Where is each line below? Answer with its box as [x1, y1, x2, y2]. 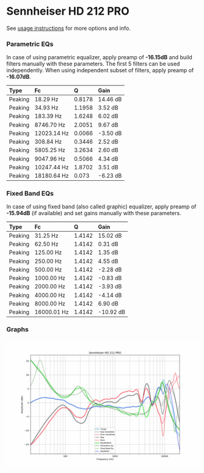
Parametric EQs [6, 40, 54, 48]
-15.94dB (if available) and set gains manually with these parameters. [6, 210, 181, 217]
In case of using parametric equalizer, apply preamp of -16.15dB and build [6, 54, 192, 61]
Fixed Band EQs [6, 189, 54, 197]
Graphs [6, 325, 29, 334]
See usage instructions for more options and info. [6, 24, 131, 32]
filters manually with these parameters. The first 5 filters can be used [6, 60, 180, 68]
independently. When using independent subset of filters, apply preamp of [6, 67, 194, 74]
